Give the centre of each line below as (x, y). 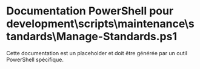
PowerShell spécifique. (35, 59)
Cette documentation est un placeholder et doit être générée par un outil (97, 53)
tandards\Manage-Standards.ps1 (92, 37)
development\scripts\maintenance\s (101, 24)
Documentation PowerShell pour (90, 11)
